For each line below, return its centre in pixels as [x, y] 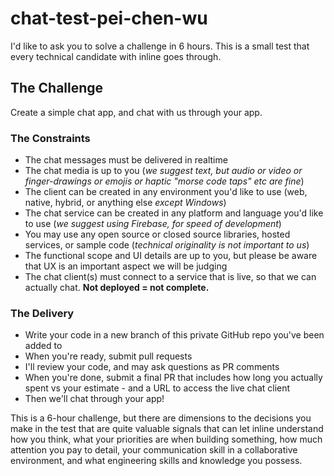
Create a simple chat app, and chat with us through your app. [136, 112]
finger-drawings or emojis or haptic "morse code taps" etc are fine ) [164, 181]
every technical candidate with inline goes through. [116, 56]
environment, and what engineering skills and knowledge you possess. [156, 461]
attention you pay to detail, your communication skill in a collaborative [154, 450]
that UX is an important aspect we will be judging [126, 266]
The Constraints [50, 138]
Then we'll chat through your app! [94, 399]
